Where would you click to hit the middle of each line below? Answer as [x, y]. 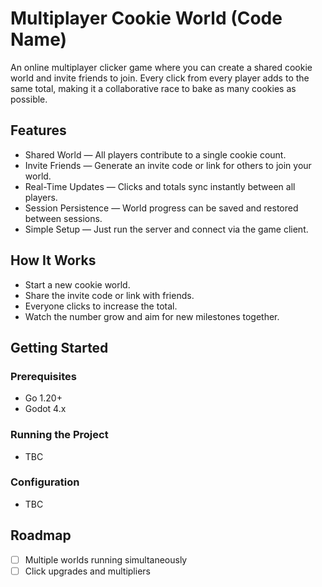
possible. [29, 99]
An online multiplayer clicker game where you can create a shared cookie [161, 67]
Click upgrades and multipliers [87, 571]
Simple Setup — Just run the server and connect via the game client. [166, 229]
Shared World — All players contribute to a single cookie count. [155, 154]
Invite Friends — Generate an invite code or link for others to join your [168, 165]
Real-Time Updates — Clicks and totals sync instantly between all [160, 186]
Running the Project [59, 435]
